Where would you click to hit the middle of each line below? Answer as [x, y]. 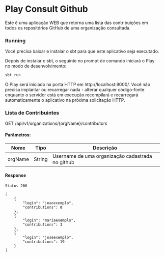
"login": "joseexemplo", [48, 237]
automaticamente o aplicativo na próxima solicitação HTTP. [65, 100]
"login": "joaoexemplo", [48, 203]
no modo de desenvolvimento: [36, 66]
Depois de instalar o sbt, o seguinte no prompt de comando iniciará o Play [80, 61]
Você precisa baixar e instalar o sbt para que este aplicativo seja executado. [82, 51]
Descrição [105, 147]
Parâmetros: [18, 135]
